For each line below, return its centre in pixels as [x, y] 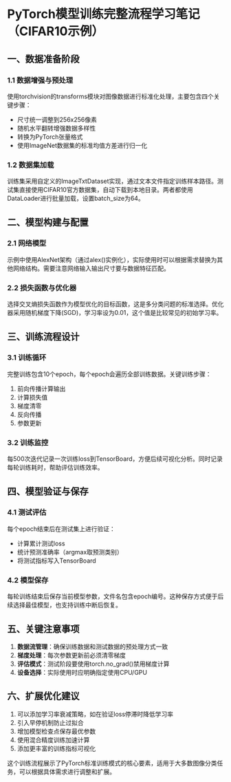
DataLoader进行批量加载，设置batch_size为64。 [76, 198]
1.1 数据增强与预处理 [40, 80]
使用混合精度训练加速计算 [53, 739]
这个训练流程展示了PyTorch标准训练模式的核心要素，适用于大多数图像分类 [112, 763]
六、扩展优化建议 [43, 696]
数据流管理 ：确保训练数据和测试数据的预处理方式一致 [92, 647]
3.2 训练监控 [28, 442]
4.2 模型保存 [28, 580]
